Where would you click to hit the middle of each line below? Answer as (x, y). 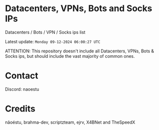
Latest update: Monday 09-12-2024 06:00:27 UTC (53, 41)
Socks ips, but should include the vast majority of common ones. (70, 56)
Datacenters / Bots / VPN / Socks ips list (45, 32)
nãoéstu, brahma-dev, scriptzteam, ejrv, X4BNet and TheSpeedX (70, 122)
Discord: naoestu (22, 89)
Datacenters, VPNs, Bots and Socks (79, 8)
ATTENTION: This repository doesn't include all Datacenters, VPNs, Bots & (79, 51)
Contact (22, 76)
